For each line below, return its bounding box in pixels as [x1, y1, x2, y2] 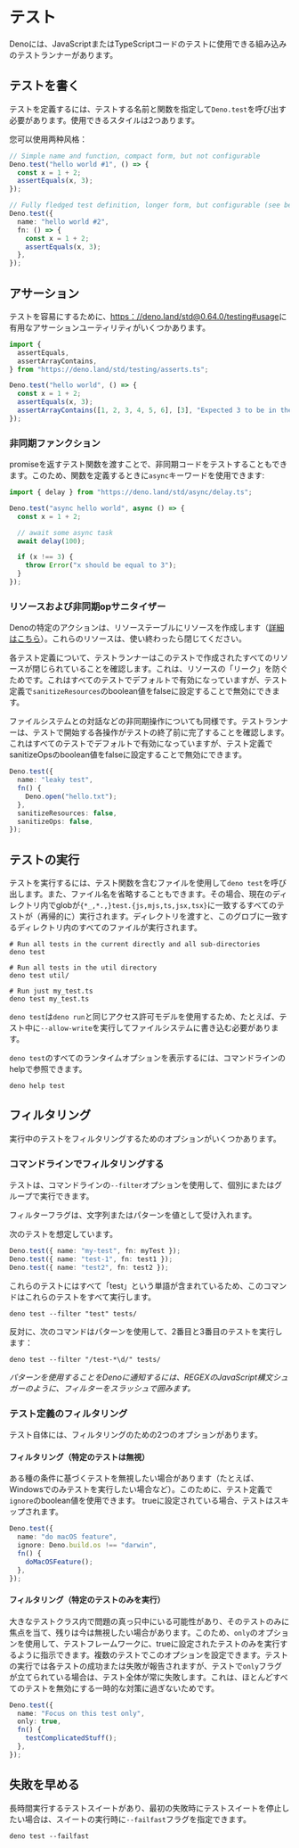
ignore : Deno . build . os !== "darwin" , [17, 1541, 158, 1550]
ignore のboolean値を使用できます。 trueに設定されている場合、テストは [9, 1495, 274, 1506]
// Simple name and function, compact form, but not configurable [9, 152, 261, 161]
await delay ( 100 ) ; [17, 536, 86, 546]
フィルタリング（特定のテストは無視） [9, 1451, 149, 1462]
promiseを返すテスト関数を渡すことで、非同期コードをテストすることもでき [9, 459, 287, 470]
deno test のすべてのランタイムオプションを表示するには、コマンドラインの [9, 1052, 287, 1063]
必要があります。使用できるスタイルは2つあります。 [9, 114, 200, 125]
